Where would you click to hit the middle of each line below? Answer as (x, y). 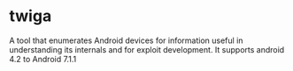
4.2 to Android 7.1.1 (43, 59)
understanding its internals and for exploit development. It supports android (147, 49)
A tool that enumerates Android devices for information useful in (126, 40)
